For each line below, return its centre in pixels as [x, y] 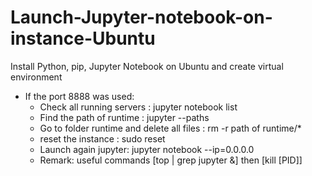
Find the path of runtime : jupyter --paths [124, 117]
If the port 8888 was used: [79, 96]
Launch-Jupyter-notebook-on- [141, 17]
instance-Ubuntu [83, 38]
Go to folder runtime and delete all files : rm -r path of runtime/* [170, 128]
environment [36, 77]
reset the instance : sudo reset [102, 138]
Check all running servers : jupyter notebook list [138, 107]
